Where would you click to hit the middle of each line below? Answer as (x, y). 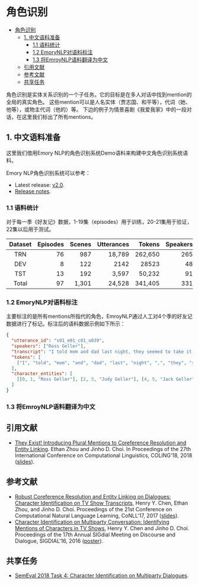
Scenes (81, 245)
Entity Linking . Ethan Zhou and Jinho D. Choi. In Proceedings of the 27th (103, 449)
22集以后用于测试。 (30, 229)
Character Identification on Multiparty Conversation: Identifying (92, 522)
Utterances (113, 245)
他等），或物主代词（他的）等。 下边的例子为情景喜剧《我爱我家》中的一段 (96, 109)
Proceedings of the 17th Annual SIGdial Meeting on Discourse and (95, 534)
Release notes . (33, 191)
